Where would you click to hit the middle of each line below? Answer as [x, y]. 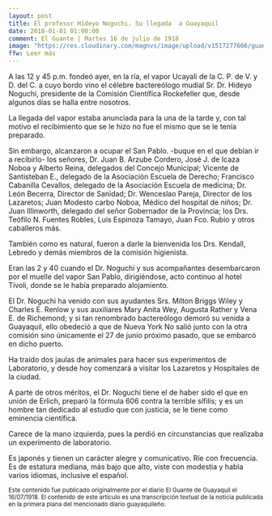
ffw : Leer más [32, 53]
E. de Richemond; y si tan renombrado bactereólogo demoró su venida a [130, 318]
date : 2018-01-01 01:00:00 [54, 31]
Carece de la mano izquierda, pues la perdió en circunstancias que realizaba [136, 434]
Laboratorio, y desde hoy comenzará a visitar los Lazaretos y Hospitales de [134, 368]
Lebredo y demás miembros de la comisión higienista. [98, 252]
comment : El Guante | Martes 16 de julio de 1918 [94, 38]
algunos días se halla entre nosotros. [70, 102]
